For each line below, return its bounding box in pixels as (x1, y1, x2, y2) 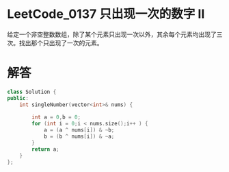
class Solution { (7, 88, 57, 95)
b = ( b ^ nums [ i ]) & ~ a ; (43, 133, 115, 140)
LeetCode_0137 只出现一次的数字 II (7, 6, 205, 22)
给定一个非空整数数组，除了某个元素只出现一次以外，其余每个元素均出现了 (7, 30, 217, 38)
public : (7, 95, 29, 101)
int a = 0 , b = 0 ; (31, 114, 81, 121)
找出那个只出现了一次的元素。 (18, 38, 103, 47)
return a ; (31, 145, 59, 153)
